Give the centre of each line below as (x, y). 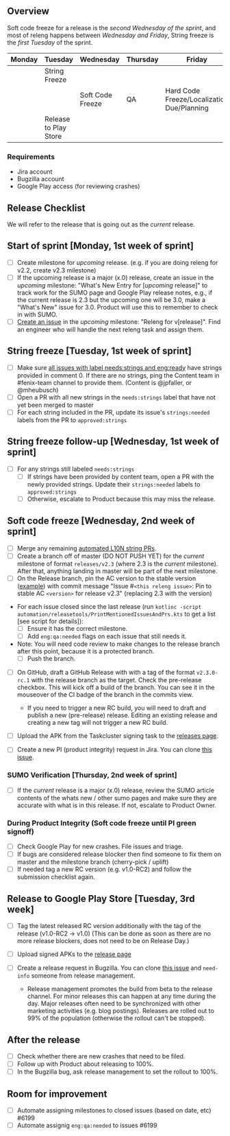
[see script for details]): (50, 621)
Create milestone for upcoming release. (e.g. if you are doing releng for (117, 262)
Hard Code (183, 91)
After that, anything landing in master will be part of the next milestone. (117, 571)
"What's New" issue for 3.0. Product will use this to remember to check (117, 307)
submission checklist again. (56, 877)
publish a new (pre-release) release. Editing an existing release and (122, 715)
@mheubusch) (38, 390)
